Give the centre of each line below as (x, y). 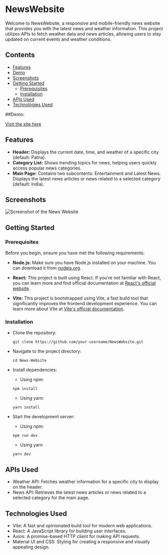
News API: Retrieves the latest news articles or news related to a (79, 492)
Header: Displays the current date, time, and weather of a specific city (86, 152)
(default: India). (28, 184)
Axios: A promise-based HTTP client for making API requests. (76, 536)
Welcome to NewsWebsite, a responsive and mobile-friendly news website (83, 23)
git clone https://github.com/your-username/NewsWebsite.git (78, 342)
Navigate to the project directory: (47, 351)
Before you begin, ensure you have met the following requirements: (75, 253)
